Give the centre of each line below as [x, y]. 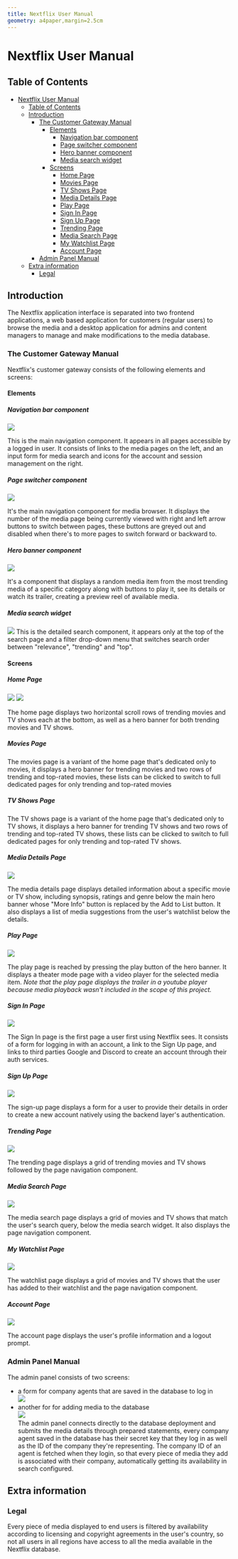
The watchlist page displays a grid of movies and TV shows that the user [114, 1281]
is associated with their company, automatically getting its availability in [122, 1461]
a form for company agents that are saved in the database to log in [115, 1391]
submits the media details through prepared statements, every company [123, 1430]
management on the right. [45, 464]
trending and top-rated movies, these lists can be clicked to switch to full [114, 776]
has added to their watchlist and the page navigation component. [103, 1288]
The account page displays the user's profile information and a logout [109, 1335]
